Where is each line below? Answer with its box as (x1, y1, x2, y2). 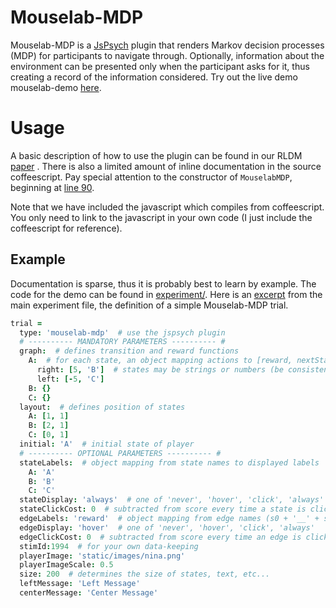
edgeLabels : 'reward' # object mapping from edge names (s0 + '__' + (19, 514, 320, 524)
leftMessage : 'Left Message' (19, 579, 141, 589)
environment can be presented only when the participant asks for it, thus (10, 60, 310, 72)
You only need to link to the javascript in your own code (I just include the (10, 211, 313, 223)
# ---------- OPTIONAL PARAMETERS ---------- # (19, 448, 222, 458)
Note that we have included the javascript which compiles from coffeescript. (10, 201, 325, 213)
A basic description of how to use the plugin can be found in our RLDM (10, 149, 303, 161)
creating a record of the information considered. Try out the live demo (10, 71, 298, 83)
